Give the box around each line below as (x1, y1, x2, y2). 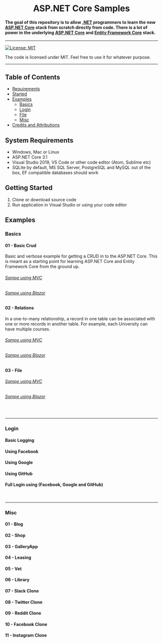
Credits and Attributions (12, 122, 60, 128)
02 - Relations (5, 305, 34, 311)
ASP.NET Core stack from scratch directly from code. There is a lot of (5, 24, 148, 30)
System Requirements (5, 136, 74, 144)
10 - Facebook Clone (5, 621, 48, 627)
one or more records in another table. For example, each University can (5, 321, 148, 327)
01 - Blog (5, 521, 23, 527)
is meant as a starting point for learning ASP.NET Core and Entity (5, 259, 135, 264)
